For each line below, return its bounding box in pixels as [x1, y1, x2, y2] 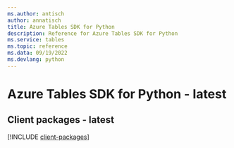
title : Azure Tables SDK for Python [7, 23, 115, 30]
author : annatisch [7, 17, 61, 24]
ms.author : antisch [7, 10, 65, 18]
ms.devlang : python [7, 56, 65, 63]
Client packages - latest [7, 114, 115, 126]
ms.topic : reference [7, 43, 68, 50]
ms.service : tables [7, 36, 65, 43]
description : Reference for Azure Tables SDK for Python [7, 29, 178, 37]
